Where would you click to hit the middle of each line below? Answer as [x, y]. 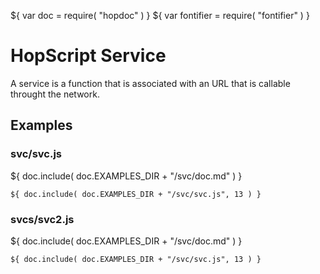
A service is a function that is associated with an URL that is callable [150, 83]
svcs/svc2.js [42, 219]
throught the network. [55, 94]
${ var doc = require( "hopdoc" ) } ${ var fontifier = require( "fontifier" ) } [160, 15]
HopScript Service [88, 56]
